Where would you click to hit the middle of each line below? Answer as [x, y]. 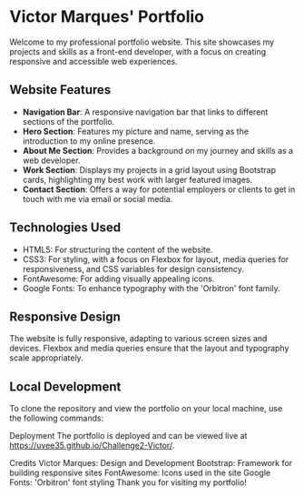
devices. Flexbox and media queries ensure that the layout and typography [149, 349]
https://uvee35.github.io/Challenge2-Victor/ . [92, 446]
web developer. [51, 160]
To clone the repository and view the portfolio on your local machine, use [146, 409]
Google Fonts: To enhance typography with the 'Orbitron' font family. [151, 288]
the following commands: [57, 418]
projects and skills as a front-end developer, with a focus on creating [138, 51]
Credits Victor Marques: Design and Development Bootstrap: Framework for [151, 463]
